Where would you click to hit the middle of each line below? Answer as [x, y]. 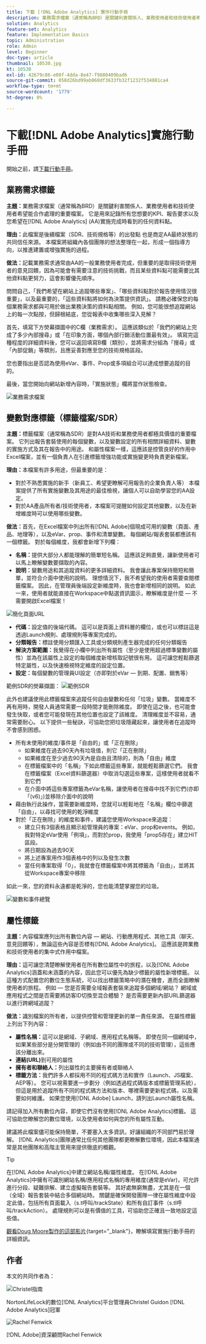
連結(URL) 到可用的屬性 [44, 1060]
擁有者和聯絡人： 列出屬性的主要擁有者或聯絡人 [74, 1067]
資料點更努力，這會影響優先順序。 [55, 278]
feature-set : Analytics [37, 29]
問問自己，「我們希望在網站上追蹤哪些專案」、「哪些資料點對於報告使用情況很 [102, 291]
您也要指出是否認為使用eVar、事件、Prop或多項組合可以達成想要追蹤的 [96, 363]
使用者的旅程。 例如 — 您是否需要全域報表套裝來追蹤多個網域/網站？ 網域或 [102, 988]
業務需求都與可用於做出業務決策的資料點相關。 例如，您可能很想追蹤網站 [104, 306]
